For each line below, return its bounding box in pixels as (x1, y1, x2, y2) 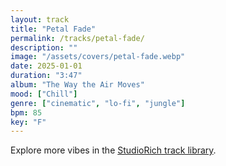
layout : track (10, 14, 70, 25)
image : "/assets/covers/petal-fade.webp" (10, 52, 186, 62)
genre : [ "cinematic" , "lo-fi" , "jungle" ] (10, 98, 186, 108)
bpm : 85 (10, 107, 43, 118)
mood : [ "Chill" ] (10, 89, 78, 99)
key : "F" (10, 117, 47, 127)
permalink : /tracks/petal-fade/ (10, 33, 145, 43)
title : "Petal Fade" (10, 24, 97, 34)
